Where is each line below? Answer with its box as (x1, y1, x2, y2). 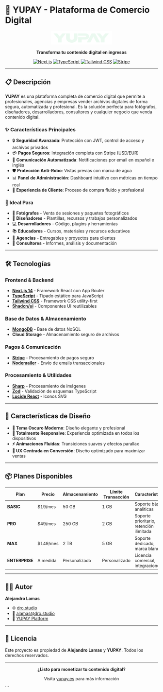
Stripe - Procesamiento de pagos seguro (12, 355, 95, 360)
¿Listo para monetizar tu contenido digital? (37, 666, 126, 673)
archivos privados (12, 144, 49, 150)
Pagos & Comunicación (5, 344, 61, 351)
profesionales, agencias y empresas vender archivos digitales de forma (5, 98, 148, 104)
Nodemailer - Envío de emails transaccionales (12, 360, 105, 366)
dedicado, (134, 540, 155, 546)
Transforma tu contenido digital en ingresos (36, 49, 127, 55)
